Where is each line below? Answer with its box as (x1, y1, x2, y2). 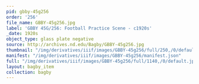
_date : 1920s (6, 31, 38, 37)
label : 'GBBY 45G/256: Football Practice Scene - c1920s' (6, 25, 152, 31)
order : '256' (6, 14, 38, 20)
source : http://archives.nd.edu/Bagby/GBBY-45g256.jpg (6, 42, 145, 48)
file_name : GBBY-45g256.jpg (6, 20, 76, 25)
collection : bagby (6, 69, 52, 75)
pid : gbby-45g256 (6, 8, 49, 15)
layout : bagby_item (6, 63, 54, 70)
